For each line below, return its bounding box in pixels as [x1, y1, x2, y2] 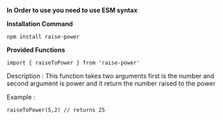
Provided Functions [6, 46, 65, 54]
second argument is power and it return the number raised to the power [6, 79, 216, 88]
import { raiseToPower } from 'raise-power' [6, 59, 140, 66]
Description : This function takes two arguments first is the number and [6, 72, 215, 80]
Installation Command [6, 20, 74, 28]
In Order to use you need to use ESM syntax [6, 6, 138, 14]
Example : [6, 93, 36, 101]
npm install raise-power [6, 33, 80, 40]
